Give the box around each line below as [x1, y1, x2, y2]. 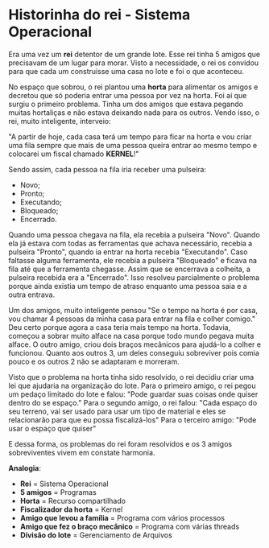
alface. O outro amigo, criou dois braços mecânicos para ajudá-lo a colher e [8, 340, 262, 349]
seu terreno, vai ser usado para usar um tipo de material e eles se [8, 406, 226, 416]
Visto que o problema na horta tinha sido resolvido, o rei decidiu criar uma [8, 372, 255, 381]
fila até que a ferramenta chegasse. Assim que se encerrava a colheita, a [8, 264, 251, 274]
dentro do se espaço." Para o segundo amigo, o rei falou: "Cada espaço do [8, 398, 258, 407]
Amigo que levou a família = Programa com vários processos [19, 513, 226, 522]
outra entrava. [8, 290, 55, 299]
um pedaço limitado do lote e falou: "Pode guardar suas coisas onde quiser [8, 389, 259, 399]
